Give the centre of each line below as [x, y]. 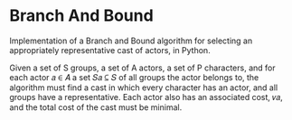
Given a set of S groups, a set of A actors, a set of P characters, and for [142, 68]
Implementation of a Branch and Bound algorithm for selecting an [131, 41]
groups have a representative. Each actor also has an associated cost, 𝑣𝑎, [146, 97]
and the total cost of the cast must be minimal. [96, 107]
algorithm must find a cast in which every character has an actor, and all [144, 88]
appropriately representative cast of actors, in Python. [110, 50]
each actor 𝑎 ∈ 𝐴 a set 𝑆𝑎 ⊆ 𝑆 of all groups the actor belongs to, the [134, 77]
